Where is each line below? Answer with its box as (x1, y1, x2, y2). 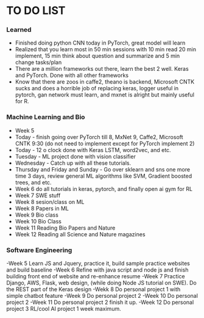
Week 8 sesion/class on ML (15, 198, 85, 205)
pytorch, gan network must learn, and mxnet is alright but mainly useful (15, 91, 195, 98)
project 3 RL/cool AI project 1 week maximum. (6, 305, 121, 313)
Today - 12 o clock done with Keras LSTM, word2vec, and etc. (15, 146, 172, 153)
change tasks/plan (15, 59, 62, 66)
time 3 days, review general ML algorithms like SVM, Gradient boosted (15, 172, 192, 179)
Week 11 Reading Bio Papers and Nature (15, 224, 116, 231)
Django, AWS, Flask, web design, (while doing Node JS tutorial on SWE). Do (6, 279, 197, 287)
